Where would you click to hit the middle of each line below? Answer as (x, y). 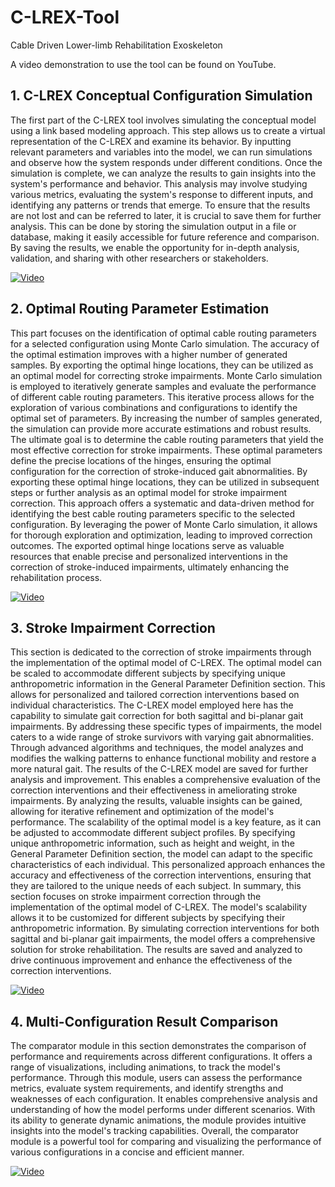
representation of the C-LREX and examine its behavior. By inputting (151, 141)
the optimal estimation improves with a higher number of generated (149, 354)
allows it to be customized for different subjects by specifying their (148, 918)
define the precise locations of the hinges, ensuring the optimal (141, 460)
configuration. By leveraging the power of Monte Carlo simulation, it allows (164, 524)
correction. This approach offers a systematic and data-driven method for (162, 503)
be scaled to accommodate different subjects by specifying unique (148, 673)
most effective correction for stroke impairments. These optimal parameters (166, 450)
